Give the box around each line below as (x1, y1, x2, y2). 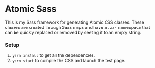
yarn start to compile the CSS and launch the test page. (12, 58, 125, 64)
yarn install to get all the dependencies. (12, 53, 95, 58)
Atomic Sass (5, 3, 57, 14)
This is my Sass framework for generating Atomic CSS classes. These (5, 19, 144, 25)
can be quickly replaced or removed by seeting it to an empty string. (5, 29, 141, 35)
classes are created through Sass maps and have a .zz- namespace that (5, 24, 150, 30)
